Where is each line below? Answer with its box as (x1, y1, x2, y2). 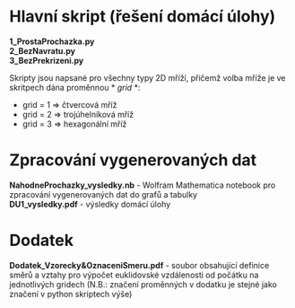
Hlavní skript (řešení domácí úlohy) (9, 6, 276, 27)
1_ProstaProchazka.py (9, 36, 95, 47)
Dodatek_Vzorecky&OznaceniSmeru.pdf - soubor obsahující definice (9, 260, 270, 270)
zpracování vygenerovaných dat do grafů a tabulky (9, 189, 198, 199)
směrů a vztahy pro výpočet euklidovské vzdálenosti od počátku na (9, 269, 259, 280)
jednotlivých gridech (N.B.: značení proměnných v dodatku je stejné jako (9, 278, 278, 289)
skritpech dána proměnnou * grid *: (9, 82, 141, 92)
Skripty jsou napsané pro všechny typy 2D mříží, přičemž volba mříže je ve (9, 72, 286, 83)
